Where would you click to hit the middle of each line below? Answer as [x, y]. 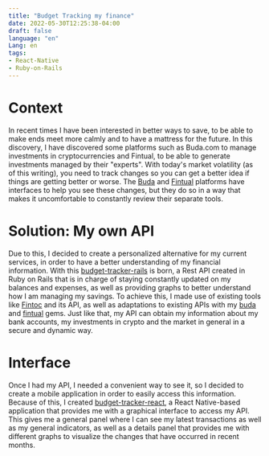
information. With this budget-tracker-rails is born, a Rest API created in [127, 270]
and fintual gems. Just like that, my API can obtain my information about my [133, 313]
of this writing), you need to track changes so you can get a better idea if [129, 173]
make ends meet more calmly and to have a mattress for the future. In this [130, 138]
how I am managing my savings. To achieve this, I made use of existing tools [134, 296]
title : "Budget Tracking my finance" [71, 16]
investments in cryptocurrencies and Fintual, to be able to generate [119, 156]
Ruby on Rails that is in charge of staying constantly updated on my [120, 279]
